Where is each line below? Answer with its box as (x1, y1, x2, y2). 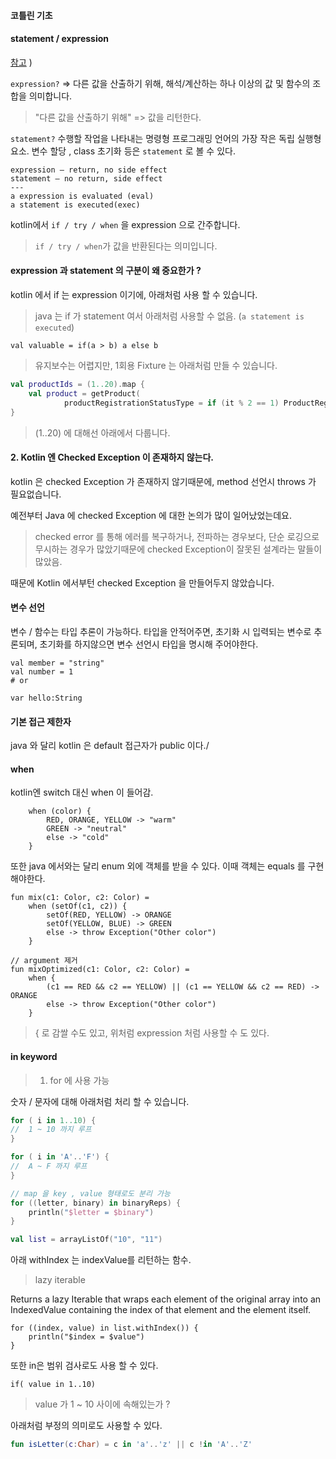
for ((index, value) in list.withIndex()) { (10, 1323, 199, 1334)
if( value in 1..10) (10, 1380, 97, 1390)
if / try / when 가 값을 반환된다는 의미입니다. (34, 240, 218, 252)
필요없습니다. (10, 488, 62, 500)
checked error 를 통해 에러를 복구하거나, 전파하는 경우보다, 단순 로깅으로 (34, 530, 320, 542)
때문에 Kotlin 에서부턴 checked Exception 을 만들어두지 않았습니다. (10, 576, 275, 589)
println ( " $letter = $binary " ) (28, 1207, 155, 1217)
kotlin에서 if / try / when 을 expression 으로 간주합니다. (10, 218, 241, 230)
